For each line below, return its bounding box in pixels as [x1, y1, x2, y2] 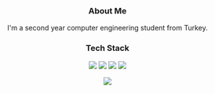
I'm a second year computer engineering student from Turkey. [6, 23, 209, 33]
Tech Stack [85, 43, 130, 54]
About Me [88, 5, 127, 16]
